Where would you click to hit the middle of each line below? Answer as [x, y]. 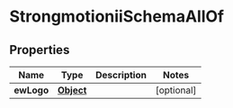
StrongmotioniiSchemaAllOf [117, 17]
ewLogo [31, 90]
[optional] [176, 90]
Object [72, 90]
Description [121, 75]
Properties [40, 50]
